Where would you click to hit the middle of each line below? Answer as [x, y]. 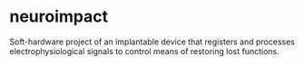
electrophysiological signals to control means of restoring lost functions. [144, 51]
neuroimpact [59, 17]
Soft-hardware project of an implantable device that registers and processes [152, 42]
